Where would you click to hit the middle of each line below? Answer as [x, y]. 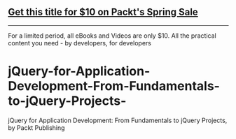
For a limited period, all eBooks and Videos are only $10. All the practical [112, 36]
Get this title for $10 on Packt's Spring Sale [103, 12]
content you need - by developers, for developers [79, 43]
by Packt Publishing [36, 127]
